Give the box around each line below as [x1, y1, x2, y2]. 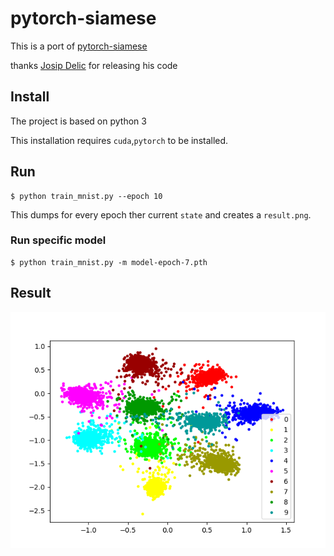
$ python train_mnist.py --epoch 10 [10, 191, 163, 201]
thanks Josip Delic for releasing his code [10, 59, 178, 71]
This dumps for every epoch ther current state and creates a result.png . [10, 208, 312, 221]
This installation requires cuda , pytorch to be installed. [10, 134, 229, 146]
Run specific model [10, 233, 107, 247]
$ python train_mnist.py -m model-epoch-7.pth [10, 257, 208, 267]
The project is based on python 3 [10, 115, 147, 127]
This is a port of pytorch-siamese [10, 40, 148, 52]
